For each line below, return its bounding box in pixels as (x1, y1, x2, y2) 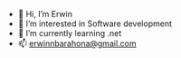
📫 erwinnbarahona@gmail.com (17, 38, 137, 49)
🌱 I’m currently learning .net (17, 28, 122, 38)
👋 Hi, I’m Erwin (17, 9, 72, 19)
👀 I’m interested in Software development (17, 18, 172, 29)
